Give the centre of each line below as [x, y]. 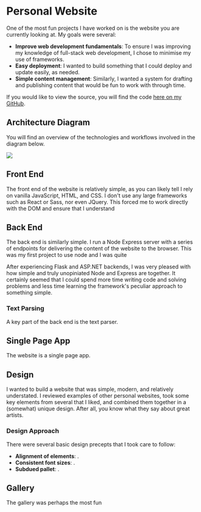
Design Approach [33, 431]
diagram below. [26, 144]
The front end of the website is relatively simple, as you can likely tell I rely [100, 189]
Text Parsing [25, 309]
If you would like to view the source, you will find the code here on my [94, 97]
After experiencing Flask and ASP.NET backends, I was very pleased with [98, 267]
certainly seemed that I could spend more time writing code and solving [97, 280]
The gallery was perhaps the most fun [54, 503]
